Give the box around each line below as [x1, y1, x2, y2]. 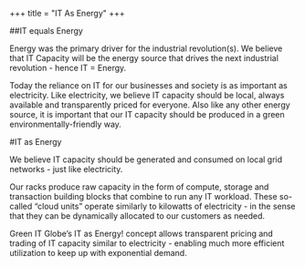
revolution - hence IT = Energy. [9, 63, 127, 73]
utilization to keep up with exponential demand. [9, 248, 187, 258]
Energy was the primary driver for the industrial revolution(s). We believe [9, 43, 283, 54]
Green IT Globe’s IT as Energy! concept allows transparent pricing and [9, 228, 274, 239]
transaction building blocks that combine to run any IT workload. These [9, 191, 278, 201]
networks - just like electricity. [9, 164, 123, 174]
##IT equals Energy [9, 26, 84, 36]
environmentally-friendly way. [9, 118, 121, 129]
